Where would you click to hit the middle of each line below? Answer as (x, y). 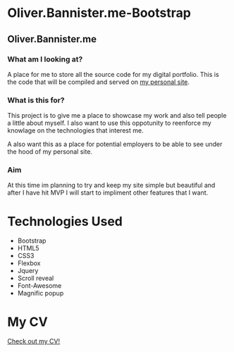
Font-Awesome (39, 286)
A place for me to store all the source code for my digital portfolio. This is (113, 74)
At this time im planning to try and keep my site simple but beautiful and (111, 186)
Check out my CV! (34, 341)
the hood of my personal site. (50, 152)
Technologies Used (65, 221)
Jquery (28, 271)
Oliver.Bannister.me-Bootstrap (99, 13)
